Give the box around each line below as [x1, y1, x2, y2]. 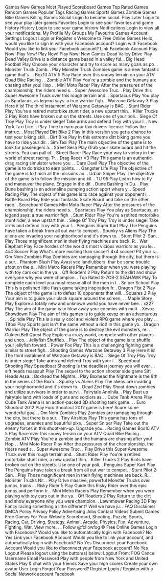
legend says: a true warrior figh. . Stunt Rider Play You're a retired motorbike [5, 212, 159, 218]
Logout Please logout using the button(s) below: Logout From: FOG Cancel [5, 550, 156, 556]
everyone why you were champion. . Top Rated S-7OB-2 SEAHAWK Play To [5, 275, 158, 280]
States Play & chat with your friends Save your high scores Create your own [5, 560, 158, 566]
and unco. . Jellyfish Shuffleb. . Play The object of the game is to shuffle [5, 337, 151, 343]
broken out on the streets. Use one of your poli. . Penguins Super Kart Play [5, 462, 156, 467]
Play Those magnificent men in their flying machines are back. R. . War [5, 238, 148, 244]
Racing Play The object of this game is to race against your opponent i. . [5, 191, 150, 197]
